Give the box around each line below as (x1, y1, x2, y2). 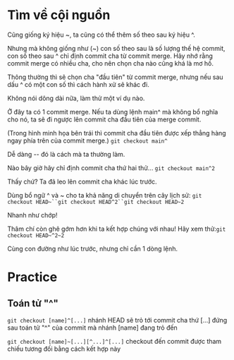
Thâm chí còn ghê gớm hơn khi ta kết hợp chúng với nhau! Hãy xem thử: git (7, 224, 226, 233)
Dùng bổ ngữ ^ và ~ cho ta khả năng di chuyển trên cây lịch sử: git (7, 191, 202, 199)
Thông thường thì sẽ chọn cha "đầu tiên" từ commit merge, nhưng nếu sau (7, 73, 223, 81)
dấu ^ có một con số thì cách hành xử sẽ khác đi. (7, 80, 150, 88)
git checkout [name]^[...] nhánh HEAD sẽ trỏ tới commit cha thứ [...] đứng (7, 316, 228, 324)
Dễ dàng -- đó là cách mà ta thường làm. (7, 150, 125, 158)
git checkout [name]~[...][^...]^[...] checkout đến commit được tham (7, 337, 222, 345)
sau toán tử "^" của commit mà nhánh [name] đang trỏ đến (7, 323, 178, 332)
